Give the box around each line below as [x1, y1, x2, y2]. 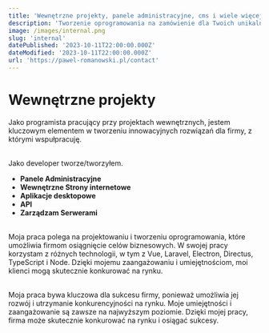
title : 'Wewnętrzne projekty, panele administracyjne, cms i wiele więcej [8, 11, 263, 20]
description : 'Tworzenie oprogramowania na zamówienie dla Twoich [8, 19, 235, 27]
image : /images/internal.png [8, 26, 106, 34]
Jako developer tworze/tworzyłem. [8, 158, 124, 168]
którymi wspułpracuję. [8, 134, 82, 144]
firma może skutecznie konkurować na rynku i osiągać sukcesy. [8, 315, 219, 325]
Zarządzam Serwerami [19, 207, 98, 217]
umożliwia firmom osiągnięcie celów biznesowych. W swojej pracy [8, 240, 228, 250]
